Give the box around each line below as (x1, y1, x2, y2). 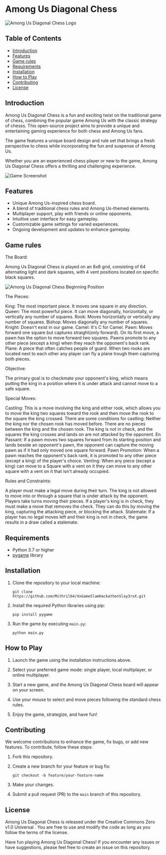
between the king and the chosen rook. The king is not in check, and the (5, 426, 153, 432)
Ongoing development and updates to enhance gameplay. (12, 227, 131, 233)
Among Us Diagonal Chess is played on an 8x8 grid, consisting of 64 (5, 264, 146, 270)
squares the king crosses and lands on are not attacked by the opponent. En (5, 431, 161, 438)
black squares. (5, 274, 36, 280)
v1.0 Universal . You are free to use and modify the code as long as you (5, 824, 151, 830)
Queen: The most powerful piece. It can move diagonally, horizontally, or (5, 309, 154, 314)
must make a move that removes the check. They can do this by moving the (5, 503, 160, 510)
